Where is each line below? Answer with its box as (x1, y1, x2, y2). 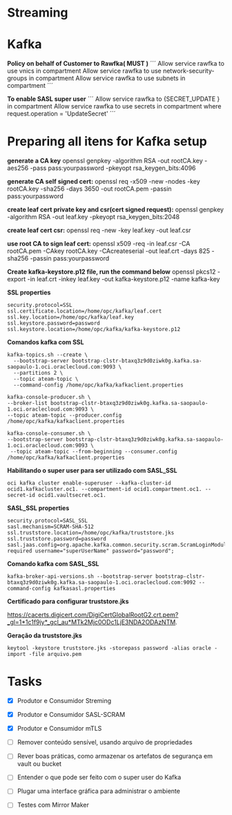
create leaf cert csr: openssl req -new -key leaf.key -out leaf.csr (7, 226, 191, 234)
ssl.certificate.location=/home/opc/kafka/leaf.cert (7, 308, 162, 315)
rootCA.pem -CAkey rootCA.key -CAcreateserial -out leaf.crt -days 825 (7, 247, 211, 255)
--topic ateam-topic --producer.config (7, 412, 122, 419)
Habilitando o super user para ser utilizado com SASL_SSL (7, 467, 177, 475)
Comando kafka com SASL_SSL (7, 560, 99, 568)
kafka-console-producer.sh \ (7, 394, 91, 401)
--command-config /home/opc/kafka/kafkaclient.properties (13, 382, 184, 388)
